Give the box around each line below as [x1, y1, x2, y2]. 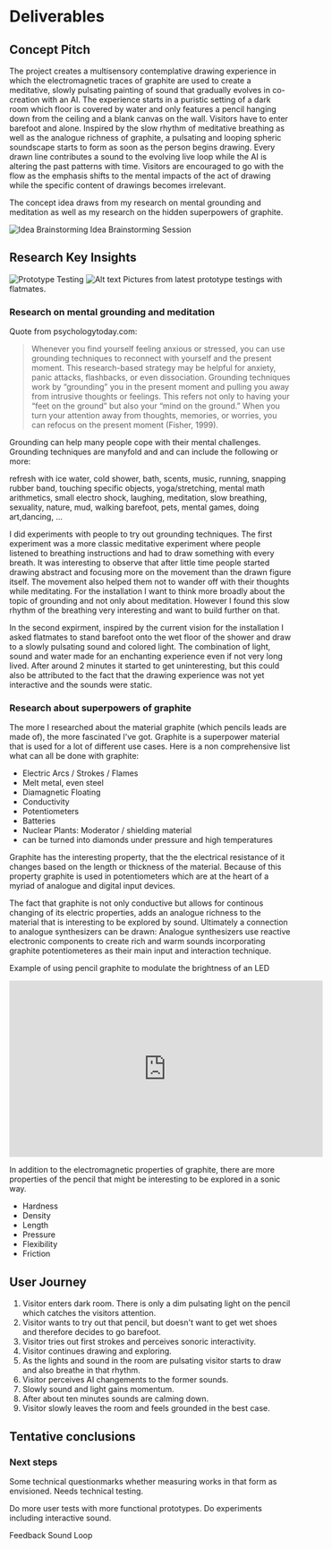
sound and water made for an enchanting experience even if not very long [9, 651, 284, 662]
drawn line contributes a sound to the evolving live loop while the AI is [9, 151, 267, 162]
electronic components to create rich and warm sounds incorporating [9, 936, 266, 947]
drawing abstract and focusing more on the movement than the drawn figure [9, 567, 292, 578]
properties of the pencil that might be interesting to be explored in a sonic [9, 1174, 281, 1184]
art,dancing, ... [9, 512, 63, 522]
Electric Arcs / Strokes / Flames [21, 768, 139, 779]
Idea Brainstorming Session [89, 224, 192, 235]
